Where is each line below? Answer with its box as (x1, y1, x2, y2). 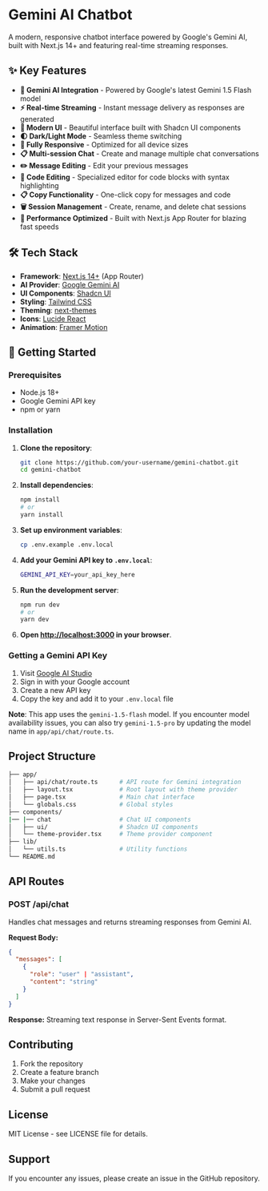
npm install (19, 496, 60, 504)
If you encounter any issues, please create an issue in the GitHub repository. (8, 1173, 260, 1183)
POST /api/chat (8, 899, 70, 910)
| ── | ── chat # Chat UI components (8, 815, 192, 823)
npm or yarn (19, 404, 61, 414)
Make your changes (19, 1076, 86, 1086)
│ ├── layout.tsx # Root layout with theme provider (8, 786, 238, 794)
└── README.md (8, 853, 56, 861)
